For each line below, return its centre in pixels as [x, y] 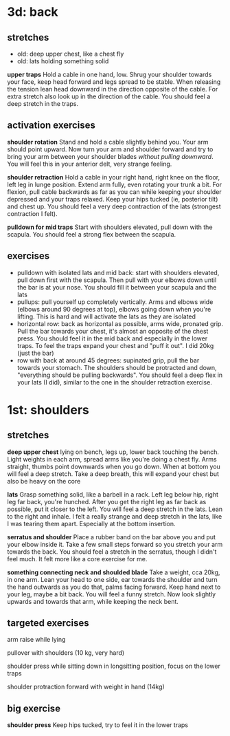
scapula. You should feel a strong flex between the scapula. [92, 234]
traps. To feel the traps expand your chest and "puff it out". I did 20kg [115, 345]
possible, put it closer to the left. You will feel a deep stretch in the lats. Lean [115, 509]
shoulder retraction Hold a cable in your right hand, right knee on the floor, [114, 177]
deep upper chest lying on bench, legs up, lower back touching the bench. [113, 452]
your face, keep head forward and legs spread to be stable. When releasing [114, 82]
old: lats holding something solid [63, 61]
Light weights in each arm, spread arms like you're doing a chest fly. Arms [112, 459]
